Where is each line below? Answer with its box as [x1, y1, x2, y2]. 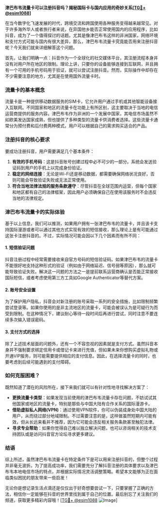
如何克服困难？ [5, 372, 40, 379]
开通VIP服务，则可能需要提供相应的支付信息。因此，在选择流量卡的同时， [5, 353, 152, 358]
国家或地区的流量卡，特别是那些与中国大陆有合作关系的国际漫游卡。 [16, 400, 153, 406]
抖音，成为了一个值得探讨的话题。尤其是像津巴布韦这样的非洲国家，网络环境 [5, 33, 158, 38]
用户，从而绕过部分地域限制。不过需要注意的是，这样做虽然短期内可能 [12, 413, 153, 418]
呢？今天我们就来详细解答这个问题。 [5, 45, 78, 50]
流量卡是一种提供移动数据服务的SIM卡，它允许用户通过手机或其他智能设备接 [5, 98, 158, 104]
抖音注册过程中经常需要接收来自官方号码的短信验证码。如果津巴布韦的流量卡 [5, 257, 158, 263]
